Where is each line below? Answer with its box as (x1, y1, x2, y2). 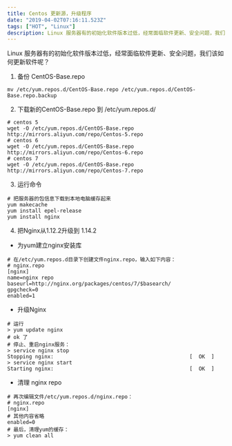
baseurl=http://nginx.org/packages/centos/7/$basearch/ (7, 280, 171, 287)
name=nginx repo (7, 274, 54, 282)
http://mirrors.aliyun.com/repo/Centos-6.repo (7, 149, 144, 156)
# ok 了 (7, 334, 28, 341)
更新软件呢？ (12, 58, 50, 66)
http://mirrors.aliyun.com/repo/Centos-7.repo (7, 167, 144, 175)
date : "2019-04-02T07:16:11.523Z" (7, 17, 107, 23)
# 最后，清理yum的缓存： (7, 426, 69, 434)
